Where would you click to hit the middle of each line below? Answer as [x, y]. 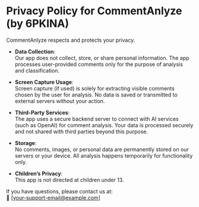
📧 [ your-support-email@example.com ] [53, 197]
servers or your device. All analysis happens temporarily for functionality [104, 155]
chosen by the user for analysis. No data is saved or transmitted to [96, 95]
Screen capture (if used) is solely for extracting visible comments [95, 88]
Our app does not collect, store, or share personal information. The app [102, 58]
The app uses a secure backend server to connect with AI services [97, 119]
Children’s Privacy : [39, 173]
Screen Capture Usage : [44, 82]
